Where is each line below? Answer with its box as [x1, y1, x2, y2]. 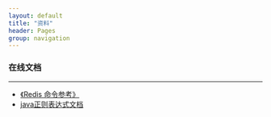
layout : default [8, 11, 63, 20]
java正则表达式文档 [19, 99, 84, 109]
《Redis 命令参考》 [19, 89, 80, 99]
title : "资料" [8, 19, 54, 27]
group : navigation [8, 34, 70, 42]
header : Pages [8, 26, 56, 34]
